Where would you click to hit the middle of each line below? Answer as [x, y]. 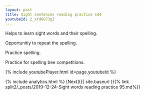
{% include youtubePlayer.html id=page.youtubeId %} [61, 72]
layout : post [19, 10]
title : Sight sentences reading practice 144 [53, 14]
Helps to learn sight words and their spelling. [51, 33]
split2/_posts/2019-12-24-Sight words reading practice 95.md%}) [73, 87]
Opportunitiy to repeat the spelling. [41, 43]
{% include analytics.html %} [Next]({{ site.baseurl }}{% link [67, 82]
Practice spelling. [23, 52]
